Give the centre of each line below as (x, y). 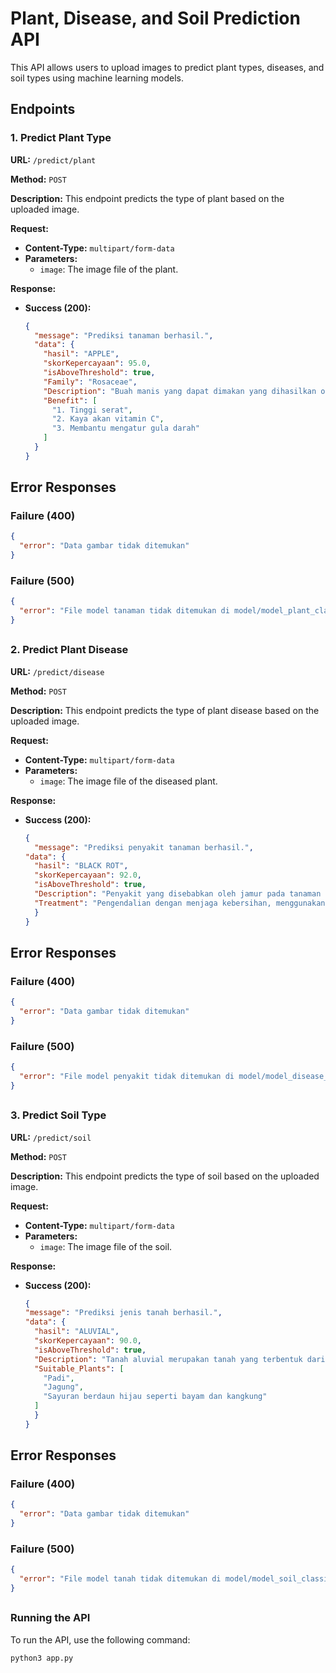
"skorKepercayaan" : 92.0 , (88, 875)
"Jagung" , (63, 1387)
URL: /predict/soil (51, 1137)
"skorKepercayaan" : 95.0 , (97, 363)
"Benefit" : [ (70, 400)
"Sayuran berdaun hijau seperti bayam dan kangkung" (155, 1397)
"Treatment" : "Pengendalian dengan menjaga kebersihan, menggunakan (180, 903)
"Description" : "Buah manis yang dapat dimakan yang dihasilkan (180, 391)
